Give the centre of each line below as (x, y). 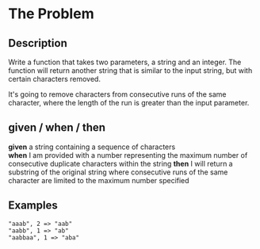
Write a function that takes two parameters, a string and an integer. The (125, 62)
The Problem (51, 14)
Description (38, 43)
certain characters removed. (55, 79)
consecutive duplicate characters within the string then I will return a (120, 163)
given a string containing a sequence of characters (92, 147)
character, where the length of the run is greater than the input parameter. (129, 103)
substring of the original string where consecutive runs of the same (118, 172)
